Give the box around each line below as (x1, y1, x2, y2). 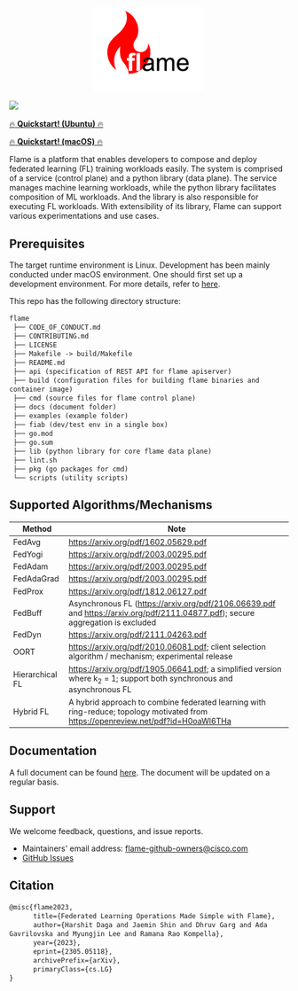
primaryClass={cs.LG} (32, 964, 114, 973)
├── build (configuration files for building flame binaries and (12, 376, 260, 385)
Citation (9, 878, 55, 893)
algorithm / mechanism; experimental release (68, 651, 233, 662)
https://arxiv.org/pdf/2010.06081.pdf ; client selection (68, 642, 266, 652)
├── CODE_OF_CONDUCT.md (12, 323, 101, 332)
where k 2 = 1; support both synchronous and (68, 673, 233, 685)
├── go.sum (12, 438, 53, 447)
